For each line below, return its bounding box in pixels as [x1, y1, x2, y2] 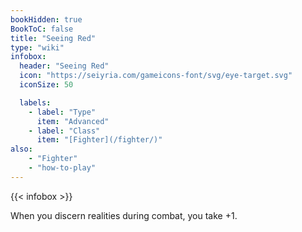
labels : [19, 97, 52, 108]
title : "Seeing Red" [10, 33, 97, 43]
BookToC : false [10, 24, 74, 34]
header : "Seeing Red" [19, 61, 110, 71]
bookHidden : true [10, 14, 83, 25]
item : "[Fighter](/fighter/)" [36, 135, 163, 145]
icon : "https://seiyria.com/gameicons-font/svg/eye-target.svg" [19, 71, 293, 81]
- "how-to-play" [28, 163, 97, 173]
